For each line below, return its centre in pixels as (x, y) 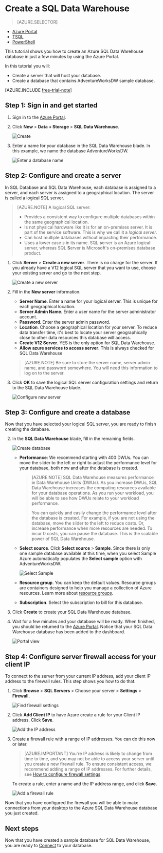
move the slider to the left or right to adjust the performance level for (88, 463)
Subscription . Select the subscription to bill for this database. (81, 603)
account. (28, 317)
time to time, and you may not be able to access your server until (89, 759)
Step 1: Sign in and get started (51, 105)
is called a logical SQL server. (35, 198)
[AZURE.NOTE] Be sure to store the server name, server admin (87, 362)
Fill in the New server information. (46, 291)
